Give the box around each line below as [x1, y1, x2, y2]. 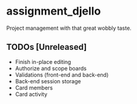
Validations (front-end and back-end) [15, 71, 109, 78]
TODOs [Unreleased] [6, 42, 87, 52]
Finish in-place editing [15, 58, 71, 65]
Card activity [15, 90, 47, 98]
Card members [15, 84, 53, 91]
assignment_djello [6, 4, 101, 18]
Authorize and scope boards [15, 64, 87, 72]
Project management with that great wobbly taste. [6, 24, 132, 32]
